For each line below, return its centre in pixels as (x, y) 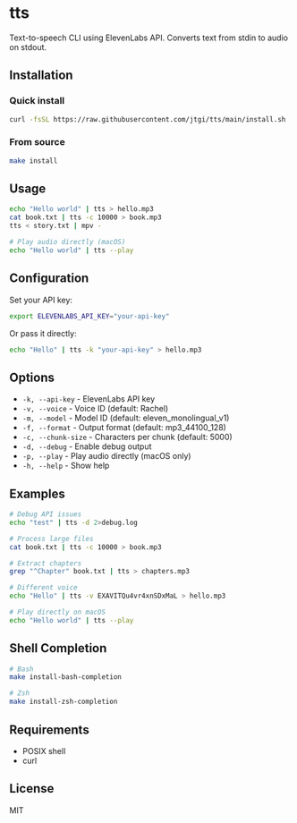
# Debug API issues (46, 514)
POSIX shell (44, 751)
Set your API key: (41, 300)
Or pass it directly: (43, 333)
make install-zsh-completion (64, 702)
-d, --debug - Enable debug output (87, 446)
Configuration (49, 279)
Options (32, 377)
